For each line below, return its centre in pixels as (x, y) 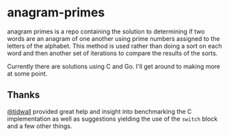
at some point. (27, 74)
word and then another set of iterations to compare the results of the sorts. (112, 53)
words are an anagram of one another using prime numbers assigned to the (113, 38)
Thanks (24, 95)
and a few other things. (40, 126)
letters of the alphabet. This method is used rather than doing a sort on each (114, 46)
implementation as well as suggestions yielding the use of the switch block (112, 119)
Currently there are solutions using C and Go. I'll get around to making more (114, 66)
